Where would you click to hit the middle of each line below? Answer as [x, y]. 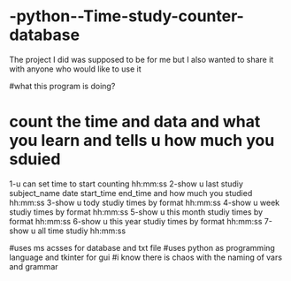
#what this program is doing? [62, 86]
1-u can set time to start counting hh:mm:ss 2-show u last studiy [126, 184]
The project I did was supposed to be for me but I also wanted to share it [142, 59]
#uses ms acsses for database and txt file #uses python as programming [142, 247]
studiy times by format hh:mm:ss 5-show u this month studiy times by [136, 212]
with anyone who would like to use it [75, 69]
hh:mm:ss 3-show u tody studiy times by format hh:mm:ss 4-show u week [145, 202]
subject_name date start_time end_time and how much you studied [131, 193]
